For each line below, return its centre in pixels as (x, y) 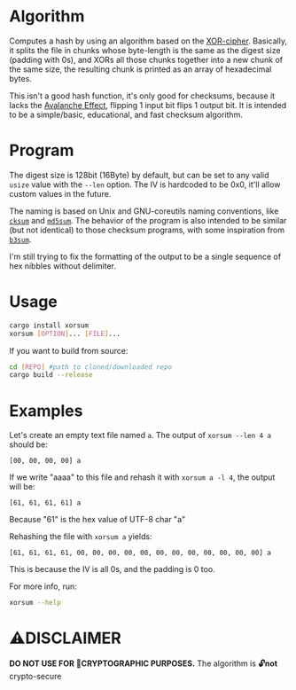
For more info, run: (43, 586)
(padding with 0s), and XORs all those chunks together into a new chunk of (146, 59)
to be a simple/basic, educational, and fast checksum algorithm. (126, 114)
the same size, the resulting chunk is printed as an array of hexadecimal (140, 69)
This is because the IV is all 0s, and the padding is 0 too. (112, 569)
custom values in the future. (60, 193)
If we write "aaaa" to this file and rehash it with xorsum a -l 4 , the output (142, 477)
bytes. (21, 78)
